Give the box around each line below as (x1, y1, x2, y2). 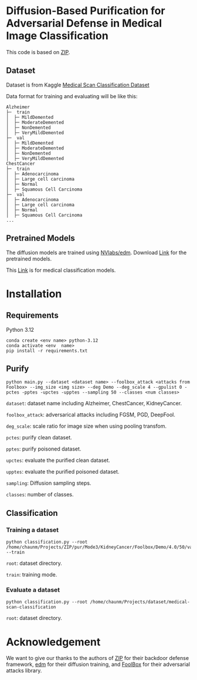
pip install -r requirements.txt (6, 348, 88, 354)
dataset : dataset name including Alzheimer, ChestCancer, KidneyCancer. (6, 400, 182, 407)
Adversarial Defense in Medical (6, 16, 162, 30)
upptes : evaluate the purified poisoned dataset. (6, 468, 120, 475)
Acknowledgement (6, 635, 101, 648)
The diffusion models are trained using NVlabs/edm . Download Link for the (6, 249, 187, 256)
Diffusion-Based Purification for (6, 4, 165, 18)
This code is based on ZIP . (6, 48, 70, 55)
